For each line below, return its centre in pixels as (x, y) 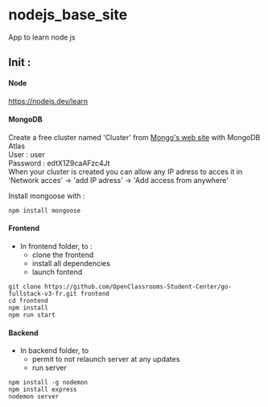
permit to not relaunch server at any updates (106, 359)
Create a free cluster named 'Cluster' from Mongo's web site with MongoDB (134, 137)
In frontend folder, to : (56, 246)
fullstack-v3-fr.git (43, 293)
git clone (25, 287)
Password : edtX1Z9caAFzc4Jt (59, 163)
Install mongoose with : (47, 196)
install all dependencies (71, 263)
